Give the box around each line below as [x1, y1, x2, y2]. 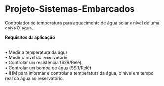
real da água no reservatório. [5, 75, 64, 81]
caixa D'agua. [5, 25, 33, 30]
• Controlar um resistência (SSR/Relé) [5, 59, 82, 65]
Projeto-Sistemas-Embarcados [5, 3, 135, 15]
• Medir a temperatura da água [5, 49, 68, 55]
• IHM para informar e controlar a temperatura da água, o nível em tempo [5, 70, 154, 76]
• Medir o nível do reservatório [5, 54, 67, 60]
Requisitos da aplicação [5, 34, 55, 40]
